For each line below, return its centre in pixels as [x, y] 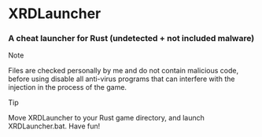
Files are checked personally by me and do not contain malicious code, [124, 71]
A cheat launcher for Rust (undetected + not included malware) [131, 39]
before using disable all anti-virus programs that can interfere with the [122, 79]
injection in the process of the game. [68, 87]
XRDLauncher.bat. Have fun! [54, 126]
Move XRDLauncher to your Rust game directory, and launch [106, 118]
